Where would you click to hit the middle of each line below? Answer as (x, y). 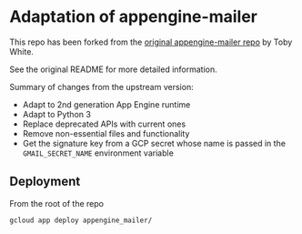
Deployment (45, 182)
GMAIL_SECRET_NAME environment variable (98, 153)
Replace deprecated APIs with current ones (104, 124)
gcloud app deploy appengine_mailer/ (81, 220)
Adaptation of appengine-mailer (133, 17)
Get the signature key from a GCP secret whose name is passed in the (154, 143)
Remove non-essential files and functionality (106, 133)
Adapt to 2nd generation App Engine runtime (106, 104)
